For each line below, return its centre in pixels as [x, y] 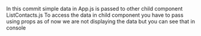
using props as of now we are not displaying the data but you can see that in [100, 21]
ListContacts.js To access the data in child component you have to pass [95, 15]
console [16, 28]
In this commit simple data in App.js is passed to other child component [94, 9]
